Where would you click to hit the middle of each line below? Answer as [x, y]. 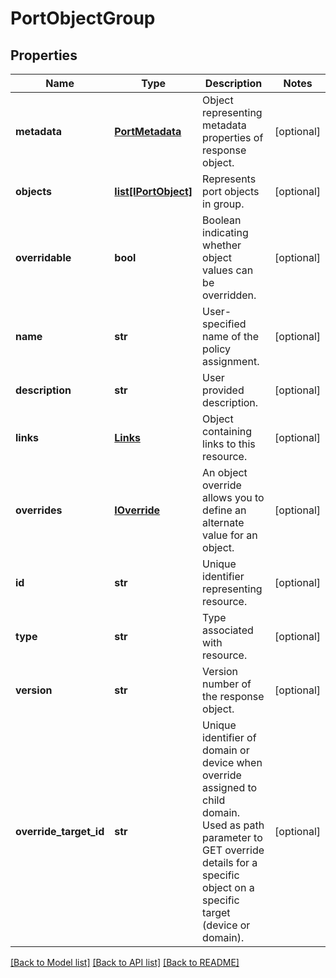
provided [223, 390]
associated [228, 630]
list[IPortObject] [153, 191]
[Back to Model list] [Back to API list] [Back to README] [125, 962]
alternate [223, 522]
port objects [231, 191]
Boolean [222, 220]
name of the [230, 336]
